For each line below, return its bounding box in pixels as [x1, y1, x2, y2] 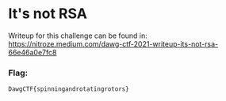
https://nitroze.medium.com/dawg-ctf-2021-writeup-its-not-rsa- [8, 39, 219, 48]
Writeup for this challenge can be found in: [8, 31, 148, 40]
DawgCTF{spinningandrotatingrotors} [8, 85, 129, 93]
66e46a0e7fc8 [8, 47, 57, 57]
